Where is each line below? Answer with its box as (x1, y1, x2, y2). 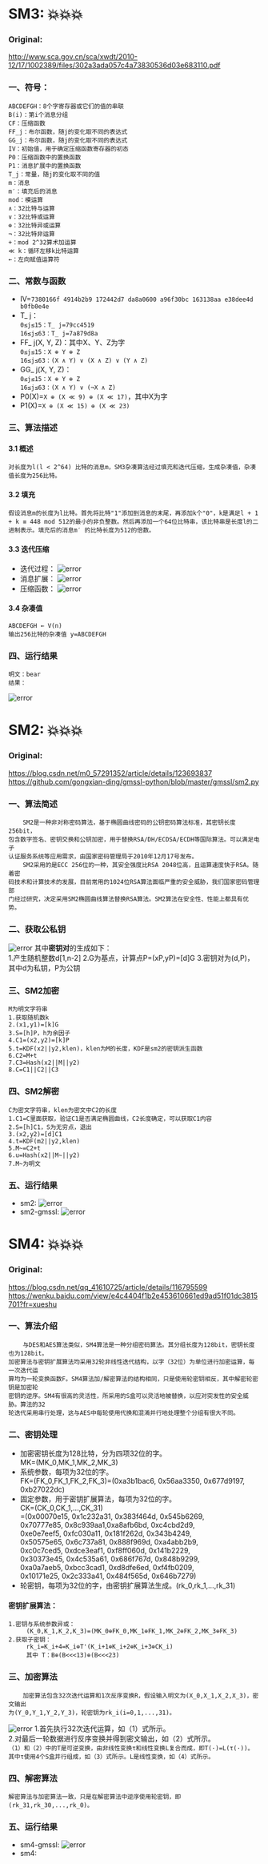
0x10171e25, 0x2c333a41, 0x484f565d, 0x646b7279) (19, 1571, 197, 1581)
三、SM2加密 (8, 986, 60, 997)
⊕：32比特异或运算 (8, 221, 62, 229)
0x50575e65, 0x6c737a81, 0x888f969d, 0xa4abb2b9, (19, 1537, 198, 1547)
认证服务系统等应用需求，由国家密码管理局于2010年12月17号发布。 (8, 852, 198, 861)
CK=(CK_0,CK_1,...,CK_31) (19, 1503, 104, 1513)
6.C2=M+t (8, 1052, 38, 1060)
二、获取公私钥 (8, 923, 66, 934)
